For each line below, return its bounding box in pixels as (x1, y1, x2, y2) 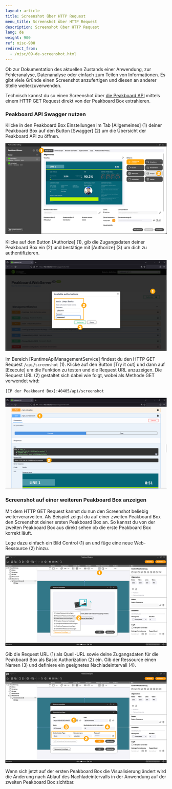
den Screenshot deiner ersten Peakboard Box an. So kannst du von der (5, 519, 155, 525)
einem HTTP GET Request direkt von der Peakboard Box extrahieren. (5, 98, 151, 104)
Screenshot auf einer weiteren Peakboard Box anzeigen (5, 496, 147, 503)
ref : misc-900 (5, 41, 36, 46)
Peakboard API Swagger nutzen (5, 111, 86, 118)
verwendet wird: (5, 378, 40, 384)
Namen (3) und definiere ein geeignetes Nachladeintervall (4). (5, 662, 137, 668)
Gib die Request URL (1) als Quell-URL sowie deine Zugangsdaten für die (5, 651, 159, 657)
